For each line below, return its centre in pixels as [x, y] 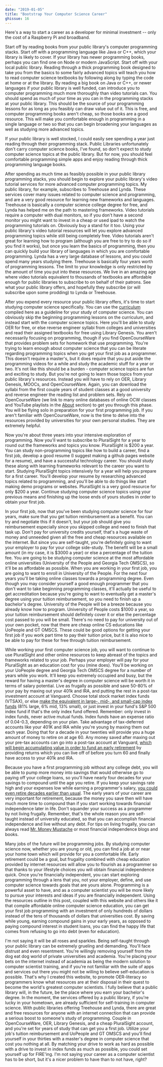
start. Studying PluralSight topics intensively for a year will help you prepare [81, 471]
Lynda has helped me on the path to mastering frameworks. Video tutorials [80, 210]
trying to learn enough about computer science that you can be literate [76, 348]
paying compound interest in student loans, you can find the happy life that [80, 926]
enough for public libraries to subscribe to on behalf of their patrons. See [78, 282]
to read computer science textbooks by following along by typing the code [80, 78]
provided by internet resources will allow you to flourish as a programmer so [81, 865]
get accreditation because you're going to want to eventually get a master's [81, 594]
